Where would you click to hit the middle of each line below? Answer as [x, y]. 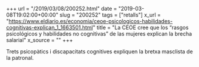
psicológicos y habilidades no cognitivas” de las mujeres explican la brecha [99, 34]
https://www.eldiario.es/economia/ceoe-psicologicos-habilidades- [91, 21]
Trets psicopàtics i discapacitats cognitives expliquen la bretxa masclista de [99, 52]
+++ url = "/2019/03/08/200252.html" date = [62, 9]
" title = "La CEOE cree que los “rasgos [140, 27]
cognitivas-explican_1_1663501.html [50, 27]
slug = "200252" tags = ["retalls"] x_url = [110, 15]
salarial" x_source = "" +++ [40, 40]
